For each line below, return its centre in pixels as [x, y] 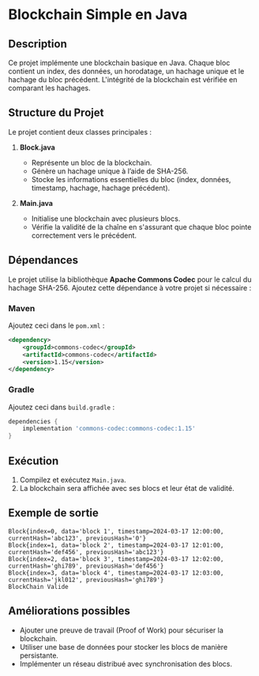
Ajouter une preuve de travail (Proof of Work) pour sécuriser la [121, 630]
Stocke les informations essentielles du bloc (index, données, [131, 179]
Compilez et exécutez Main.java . [73, 480]
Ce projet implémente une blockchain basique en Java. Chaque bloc [119, 63]
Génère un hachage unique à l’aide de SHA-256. [110, 171]
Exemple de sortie [53, 513]
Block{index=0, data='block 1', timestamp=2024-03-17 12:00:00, [116, 531]
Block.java [37, 147]
